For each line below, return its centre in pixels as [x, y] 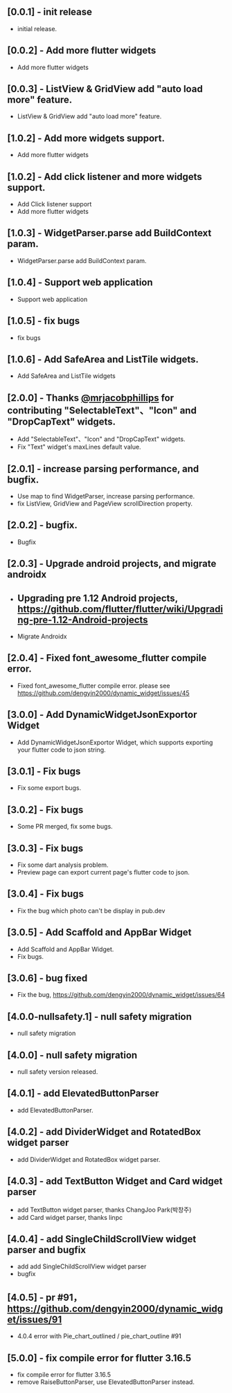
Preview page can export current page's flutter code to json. [104, 872]
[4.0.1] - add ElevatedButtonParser [83, 1094]
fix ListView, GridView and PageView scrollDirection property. [105, 503]
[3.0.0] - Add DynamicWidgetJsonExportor [102, 715]
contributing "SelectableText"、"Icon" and [102, 410]
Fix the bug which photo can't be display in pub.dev [91, 910]
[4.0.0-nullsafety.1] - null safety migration [100, 1017]
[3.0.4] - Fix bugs [46, 894]
